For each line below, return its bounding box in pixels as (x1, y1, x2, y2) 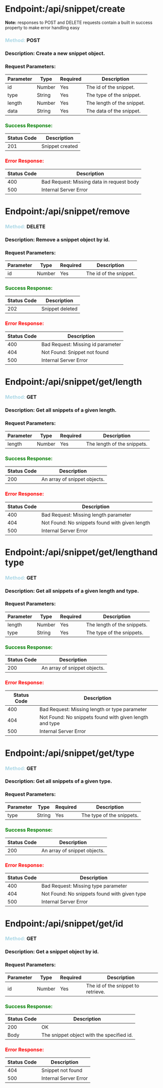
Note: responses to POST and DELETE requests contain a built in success (5, 19, 153, 25)
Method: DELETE (5, 223, 46, 230)
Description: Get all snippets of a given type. (5, 778, 113, 785)
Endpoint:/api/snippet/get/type (5, 748, 135, 758)
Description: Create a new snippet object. (5, 50, 105, 56)
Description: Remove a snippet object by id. (5, 236, 110, 243)
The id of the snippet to (86, 982, 139, 989)
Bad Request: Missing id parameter (41, 341, 121, 348)
